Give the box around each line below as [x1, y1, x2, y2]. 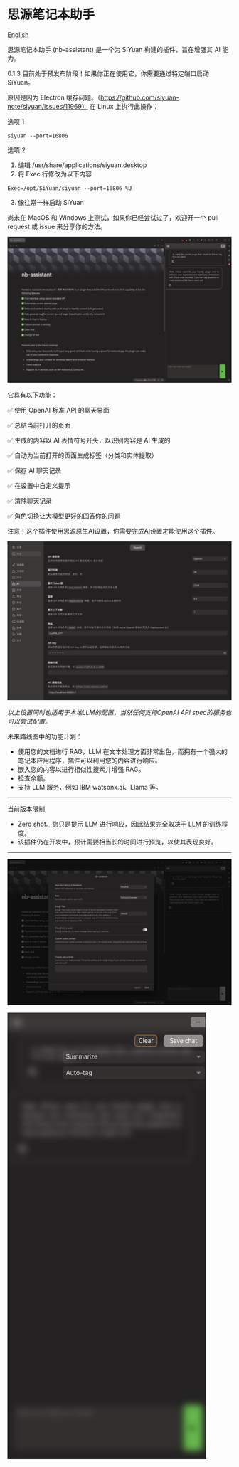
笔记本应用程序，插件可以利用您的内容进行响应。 [17, 756, 161, 765]
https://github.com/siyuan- [100, 93, 179, 102]
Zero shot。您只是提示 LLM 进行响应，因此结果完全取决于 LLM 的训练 [17, 820, 222, 829]
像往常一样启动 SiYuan [17, 198, 84, 206]
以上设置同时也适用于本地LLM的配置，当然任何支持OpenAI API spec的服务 [7, 709, 225, 717]
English [7, 30, 29, 39]
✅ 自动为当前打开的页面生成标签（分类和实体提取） [7, 451, 158, 460]
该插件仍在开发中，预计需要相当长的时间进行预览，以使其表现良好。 [17, 837, 218, 847]
